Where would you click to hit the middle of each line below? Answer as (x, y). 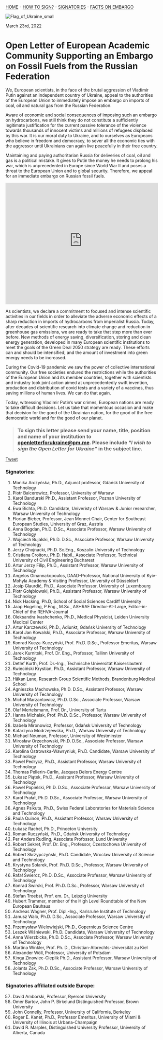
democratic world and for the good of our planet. (54, 418)
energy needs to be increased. (36, 357)
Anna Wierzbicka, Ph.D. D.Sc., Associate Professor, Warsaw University (83, 937)
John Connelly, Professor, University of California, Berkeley (72, 1012)
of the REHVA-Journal (46, 612)
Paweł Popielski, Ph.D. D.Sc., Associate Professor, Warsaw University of (84, 787)
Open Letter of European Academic (78, 45)
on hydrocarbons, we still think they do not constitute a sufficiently (72, 120)
